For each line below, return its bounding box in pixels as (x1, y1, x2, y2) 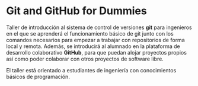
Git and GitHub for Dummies (6, 4, 147, 18)
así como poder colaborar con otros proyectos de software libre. (6, 55, 164, 62)
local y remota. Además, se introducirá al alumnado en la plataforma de (6, 43, 180, 50)
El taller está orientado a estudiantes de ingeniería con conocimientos (6, 66, 177, 74)
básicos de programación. (6, 73, 70, 80)
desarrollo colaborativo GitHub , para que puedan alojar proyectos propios (6, 49, 187, 56)
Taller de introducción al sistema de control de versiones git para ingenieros (6, 24, 192, 31)
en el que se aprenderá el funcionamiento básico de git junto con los (6, 30, 174, 37)
